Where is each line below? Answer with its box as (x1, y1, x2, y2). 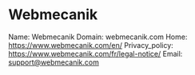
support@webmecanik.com (8, 57, 100, 67)
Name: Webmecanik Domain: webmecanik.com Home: (8, 32, 188, 41)
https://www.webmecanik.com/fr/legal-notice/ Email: (8, 49, 183, 58)
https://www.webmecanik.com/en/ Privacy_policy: (8, 40, 173, 49)
